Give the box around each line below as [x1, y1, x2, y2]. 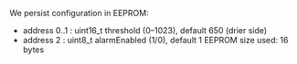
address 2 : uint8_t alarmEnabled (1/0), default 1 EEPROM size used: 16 [22, 35, 289, 45]
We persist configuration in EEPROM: [9, 8, 149, 18]
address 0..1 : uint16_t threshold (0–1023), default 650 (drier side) [22, 25, 268, 35]
